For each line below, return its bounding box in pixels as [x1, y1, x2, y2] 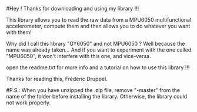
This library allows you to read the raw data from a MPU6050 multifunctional [6, 16, 192, 23]
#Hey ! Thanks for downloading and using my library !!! [6, 5, 139, 12]
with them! [6, 29, 32, 36]
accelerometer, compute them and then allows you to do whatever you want [6, 23, 191, 29]
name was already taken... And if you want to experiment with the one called [6, 46, 192, 53]
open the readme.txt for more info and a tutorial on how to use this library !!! [6, 64, 190, 71]
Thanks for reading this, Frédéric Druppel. [6, 76, 108, 82]
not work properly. [6, 99, 51, 106]
